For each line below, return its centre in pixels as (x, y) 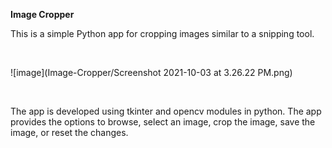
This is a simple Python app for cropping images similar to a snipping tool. (162, 33)
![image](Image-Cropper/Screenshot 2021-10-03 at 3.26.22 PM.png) (151, 72)
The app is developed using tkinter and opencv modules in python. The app (166, 111)
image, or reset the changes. (69, 132)
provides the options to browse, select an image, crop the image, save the (163, 122)
